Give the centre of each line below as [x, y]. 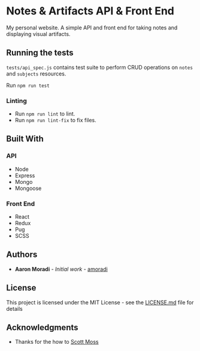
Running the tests [40, 53]
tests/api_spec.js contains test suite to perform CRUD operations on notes [100, 67]
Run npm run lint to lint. [45, 114]
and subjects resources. [36, 74]
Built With [25, 139]
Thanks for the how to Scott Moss [57, 342]
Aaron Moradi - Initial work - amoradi [61, 269]
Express [25, 175]
